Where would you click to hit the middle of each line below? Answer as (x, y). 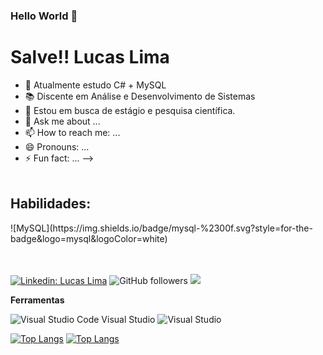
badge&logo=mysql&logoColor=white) (89, 238)
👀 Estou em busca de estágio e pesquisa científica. (130, 110)
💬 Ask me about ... (62, 121)
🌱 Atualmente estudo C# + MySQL (95, 85)
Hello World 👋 (44, 16)
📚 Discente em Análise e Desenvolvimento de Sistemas (140, 96)
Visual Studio (128, 319)
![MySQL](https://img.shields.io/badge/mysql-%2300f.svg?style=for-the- (161, 228)
